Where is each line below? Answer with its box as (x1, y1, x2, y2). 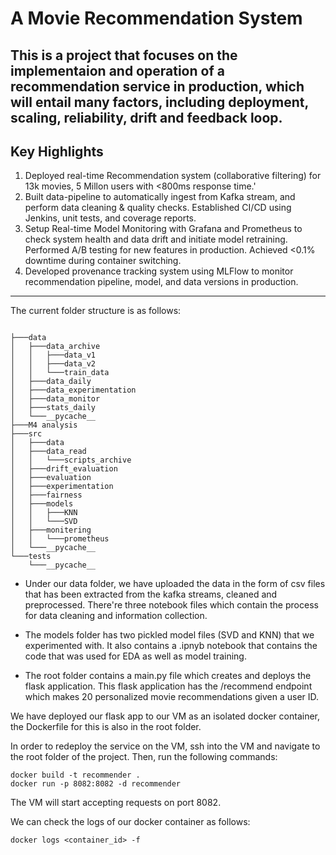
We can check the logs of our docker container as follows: (10, 816, 251, 828)
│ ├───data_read (10, 447, 87, 457)
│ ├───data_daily (10, 377, 92, 387)
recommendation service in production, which (10, 78, 305, 95)
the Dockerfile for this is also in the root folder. (10, 721, 202, 733)
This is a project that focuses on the (10, 47, 238, 64)
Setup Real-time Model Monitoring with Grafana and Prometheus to (24, 223, 303, 235)
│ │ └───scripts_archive (10, 455, 132, 466)
